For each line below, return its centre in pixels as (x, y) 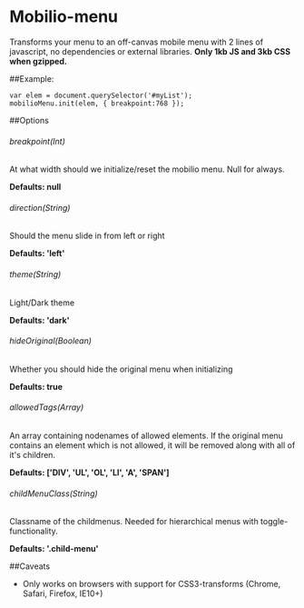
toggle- (274, 522)
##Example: (32, 78)
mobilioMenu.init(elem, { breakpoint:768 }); (97, 103)
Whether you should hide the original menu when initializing (121, 369)
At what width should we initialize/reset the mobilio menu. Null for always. (147, 169)
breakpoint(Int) (38, 141)
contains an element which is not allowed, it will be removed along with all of (152, 445)
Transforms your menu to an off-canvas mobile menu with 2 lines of (137, 42)
